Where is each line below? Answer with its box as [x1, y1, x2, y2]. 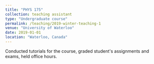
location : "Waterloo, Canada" [5, 35, 68, 40]
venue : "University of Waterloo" [5, 26, 75, 31]
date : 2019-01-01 [5, 30, 41, 35]
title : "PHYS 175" [5, 7, 43, 12]
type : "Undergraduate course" [5, 16, 68, 21]
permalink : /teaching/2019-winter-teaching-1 [5, 21, 101, 26]
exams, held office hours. [5, 53, 57, 59]
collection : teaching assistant [5, 12, 72, 17]
